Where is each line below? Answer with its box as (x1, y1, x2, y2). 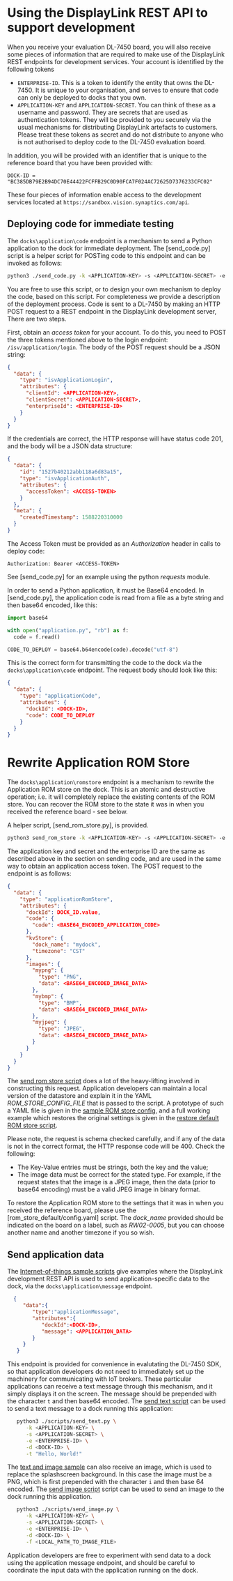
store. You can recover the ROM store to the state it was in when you (7, 800, 204, 809)
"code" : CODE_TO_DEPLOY (25, 712, 95, 719)
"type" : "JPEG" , (38, 1025, 86, 1032)
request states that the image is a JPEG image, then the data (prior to (17, 1178, 216, 1186)
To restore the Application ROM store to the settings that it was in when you (7, 1199, 224, 1207)
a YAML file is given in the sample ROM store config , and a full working (7, 1106, 211, 1115)
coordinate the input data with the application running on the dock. (7, 1566, 198, 1574)
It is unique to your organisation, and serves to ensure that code (35, 86, 219, 94)
